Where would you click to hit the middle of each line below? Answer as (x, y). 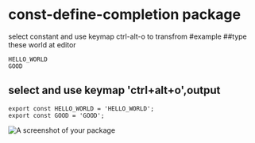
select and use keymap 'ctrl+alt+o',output (114, 90)
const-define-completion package (124, 15)
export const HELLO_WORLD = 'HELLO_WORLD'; (81, 108)
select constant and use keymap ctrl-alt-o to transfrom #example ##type (128, 36)
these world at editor (42, 44)
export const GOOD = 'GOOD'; (56, 115)
